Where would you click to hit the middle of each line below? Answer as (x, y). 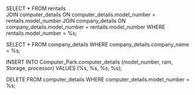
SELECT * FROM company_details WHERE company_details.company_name (97, 44)
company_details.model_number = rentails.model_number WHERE (86, 27)
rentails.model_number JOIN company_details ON (66, 21)
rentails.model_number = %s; (42, 33)
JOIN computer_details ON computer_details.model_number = (81, 15)
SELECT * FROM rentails (36, 8)
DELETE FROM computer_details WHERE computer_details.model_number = (98, 79)
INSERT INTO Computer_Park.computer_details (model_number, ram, (89, 62)
